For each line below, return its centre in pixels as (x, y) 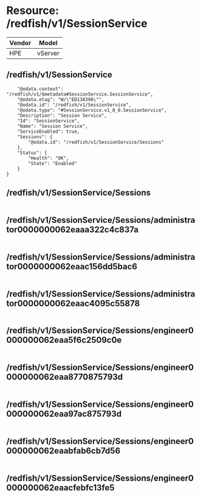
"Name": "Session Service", (53, 126)
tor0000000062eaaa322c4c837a (72, 229)
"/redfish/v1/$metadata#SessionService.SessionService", (80, 94)
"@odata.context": (40, 89)
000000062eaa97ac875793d (64, 414)
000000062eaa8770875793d (65, 377)
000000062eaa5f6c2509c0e (64, 340)
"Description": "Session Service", (62, 115)
